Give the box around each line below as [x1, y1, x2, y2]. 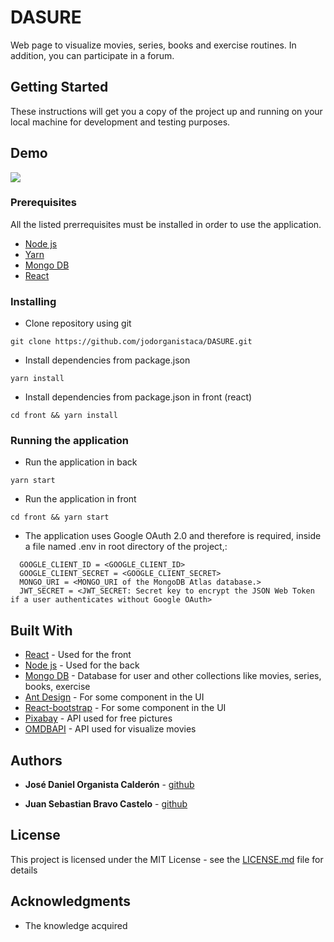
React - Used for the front [24, 649, 132, 661]
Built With [10, 622, 73, 639]
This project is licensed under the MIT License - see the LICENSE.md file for [10, 853, 324, 865]
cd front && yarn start [10, 512, 110, 523]
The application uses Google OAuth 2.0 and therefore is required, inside [24, 530, 322, 542]
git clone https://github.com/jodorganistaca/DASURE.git [10, 337, 253, 347]
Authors [10, 752, 63, 769]
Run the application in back [24, 456, 138, 468]
